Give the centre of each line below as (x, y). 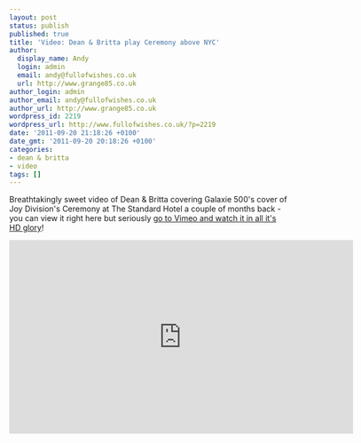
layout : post (33, 17)
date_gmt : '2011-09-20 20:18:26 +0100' (83, 141)
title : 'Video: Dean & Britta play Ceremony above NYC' (114, 42)
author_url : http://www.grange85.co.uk (83, 108)
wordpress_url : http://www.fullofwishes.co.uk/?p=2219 (113, 125)
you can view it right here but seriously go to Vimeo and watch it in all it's (143, 218)
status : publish (39, 26)
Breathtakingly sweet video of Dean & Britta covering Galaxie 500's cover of (148, 200)
